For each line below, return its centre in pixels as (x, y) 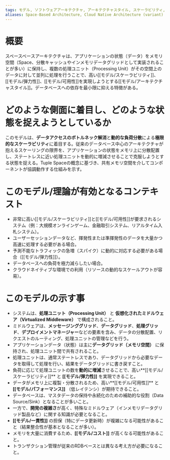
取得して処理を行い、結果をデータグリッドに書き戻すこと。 (83, 364)
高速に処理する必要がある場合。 (46, 244)
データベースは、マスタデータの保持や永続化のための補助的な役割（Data (88, 395)
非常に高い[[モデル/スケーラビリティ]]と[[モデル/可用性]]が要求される (84, 219)
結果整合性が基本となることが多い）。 (60, 427)
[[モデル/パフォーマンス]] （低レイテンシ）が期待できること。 (77, 389)
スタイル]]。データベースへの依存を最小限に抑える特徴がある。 (75, 88)
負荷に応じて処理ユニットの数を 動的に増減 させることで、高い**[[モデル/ (88, 370)
